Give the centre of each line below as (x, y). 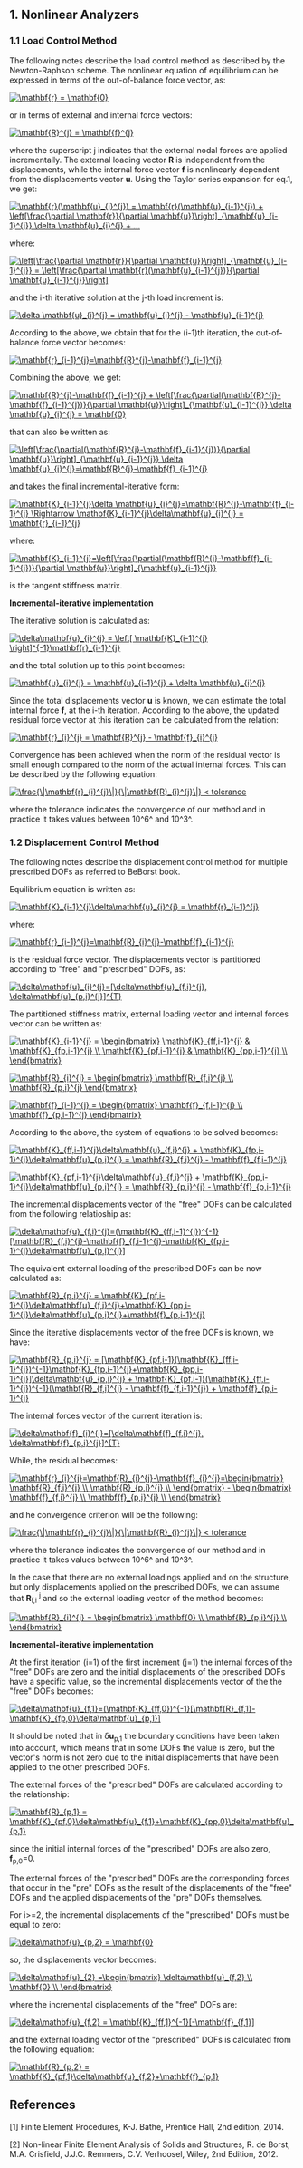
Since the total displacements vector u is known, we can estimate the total (148, 700)
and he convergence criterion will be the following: (104, 1514)
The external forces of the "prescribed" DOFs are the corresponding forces (150, 1878)
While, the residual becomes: (63, 1460)
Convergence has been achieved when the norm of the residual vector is (145, 754)
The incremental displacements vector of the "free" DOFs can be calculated (151, 1204)
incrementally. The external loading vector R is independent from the (137, 160)
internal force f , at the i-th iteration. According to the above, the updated (144, 710)
